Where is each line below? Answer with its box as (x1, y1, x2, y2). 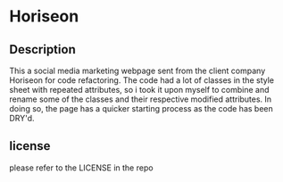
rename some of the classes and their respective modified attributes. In (9, 94, 272, 104)
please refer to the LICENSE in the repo (9, 162, 154, 173)
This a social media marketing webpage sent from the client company (9, 65, 266, 76)
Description (9, 42, 76, 57)
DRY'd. (9, 113, 35, 123)
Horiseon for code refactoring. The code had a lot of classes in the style (9, 75, 275, 86)
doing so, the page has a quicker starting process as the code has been (9, 103, 274, 113)
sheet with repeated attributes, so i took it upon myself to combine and (9, 85, 270, 95)
